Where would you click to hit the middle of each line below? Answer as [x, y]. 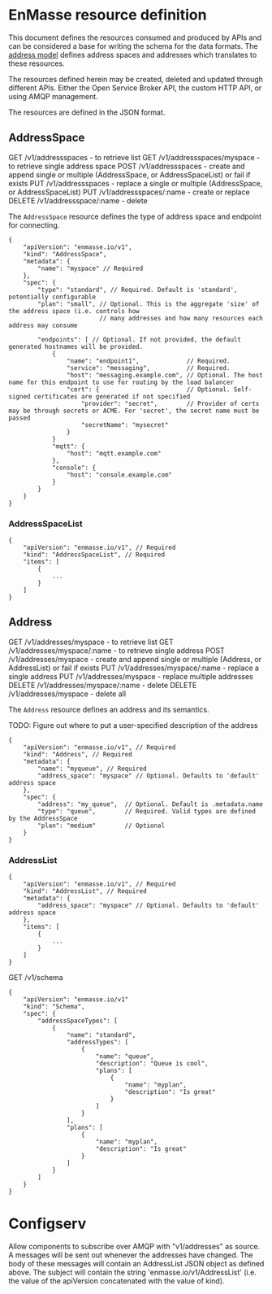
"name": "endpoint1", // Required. [148, 361]
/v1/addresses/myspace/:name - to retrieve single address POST [117, 650]
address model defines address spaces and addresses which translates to [133, 54]
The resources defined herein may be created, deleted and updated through [136, 79]
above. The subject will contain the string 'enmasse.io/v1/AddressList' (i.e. [133, 1272]
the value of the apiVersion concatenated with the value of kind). [117, 1281]
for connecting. [34, 224]
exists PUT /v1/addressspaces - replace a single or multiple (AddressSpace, [136, 183]
